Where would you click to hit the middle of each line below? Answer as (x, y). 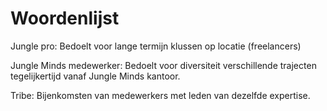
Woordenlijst (65, 18)
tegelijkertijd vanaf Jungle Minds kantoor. (95, 76)
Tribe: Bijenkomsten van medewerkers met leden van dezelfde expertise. (160, 95)
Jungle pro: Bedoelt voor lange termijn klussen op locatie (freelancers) (156, 46)
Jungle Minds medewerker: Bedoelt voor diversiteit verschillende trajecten (163, 65)
